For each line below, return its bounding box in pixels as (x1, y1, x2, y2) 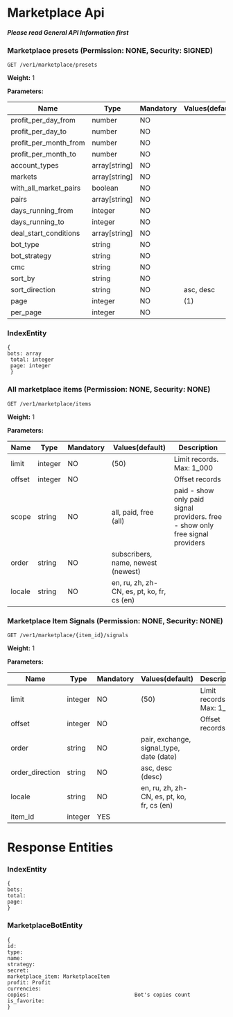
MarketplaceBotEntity (7, 920, 83, 930)
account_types (10, 161, 59, 170)
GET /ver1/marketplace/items (7, 400, 92, 408)
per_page (10, 307, 42, 317)
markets (10, 172, 37, 182)
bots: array (7, 350, 42, 358)
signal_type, (141, 743, 180, 753)
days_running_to (10, 217, 64, 227)
